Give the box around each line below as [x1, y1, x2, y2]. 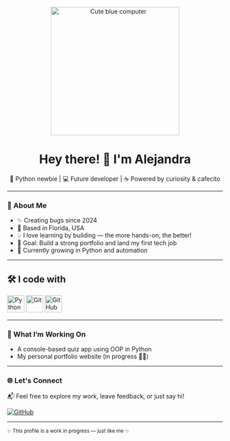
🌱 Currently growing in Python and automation [16, 247, 149, 255]
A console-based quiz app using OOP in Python [16, 345, 152, 353]
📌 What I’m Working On [7, 329, 86, 339]
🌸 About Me [7, 201, 47, 210]
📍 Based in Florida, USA [16, 224, 84, 232]
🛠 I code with [7, 273, 66, 285]
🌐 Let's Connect [7, 376, 63, 386]
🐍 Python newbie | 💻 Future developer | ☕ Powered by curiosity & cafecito [10, 175, 220, 183]
